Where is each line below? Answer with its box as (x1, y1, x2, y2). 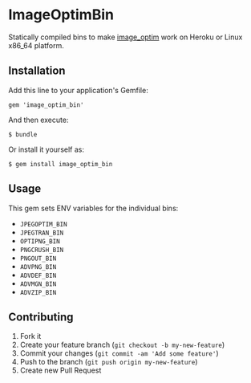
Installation (8, 64, 66, 78)
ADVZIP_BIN (19, 288, 57, 296)
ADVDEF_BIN (19, 271, 57, 279)
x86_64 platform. (8, 40, 64, 50)
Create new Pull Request (19, 365, 102, 375)
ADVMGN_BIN (19, 279, 57, 288)
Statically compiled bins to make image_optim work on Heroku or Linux (8, 32, 243, 42)
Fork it (19, 332, 42, 341)
